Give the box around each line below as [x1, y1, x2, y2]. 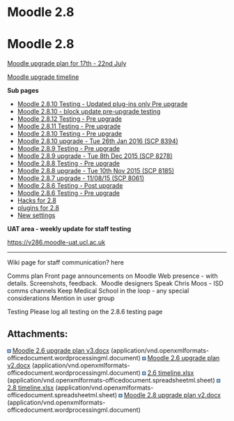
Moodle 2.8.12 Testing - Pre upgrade [17, 115, 122, 123]
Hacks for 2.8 [17, 196, 57, 205]
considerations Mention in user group [7, 294, 115, 302]
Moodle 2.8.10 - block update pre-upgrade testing [17, 108, 161, 116]
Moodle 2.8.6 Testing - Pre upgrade [17, 189, 120, 198]
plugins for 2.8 [17, 204, 59, 212]
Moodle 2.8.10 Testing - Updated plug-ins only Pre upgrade [17, 100, 188, 108]
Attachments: [7, 327, 68, 339]
